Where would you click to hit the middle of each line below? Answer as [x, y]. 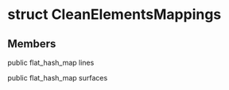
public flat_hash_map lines [51, 62]
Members [32, 44]
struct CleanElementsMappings [114, 15]
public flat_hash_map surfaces [58, 78]
